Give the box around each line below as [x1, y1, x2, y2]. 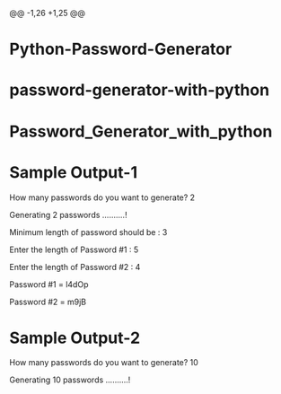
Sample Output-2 [9, 328, 141, 348]
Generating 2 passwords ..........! [9, 209, 127, 220]
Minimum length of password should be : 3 [9, 226, 168, 237]
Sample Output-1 [9, 162, 137, 182]
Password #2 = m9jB [9, 296, 87, 307]
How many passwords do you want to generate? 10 [9, 357, 199, 368]
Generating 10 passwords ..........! [9, 374, 131, 385]
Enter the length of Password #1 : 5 [9, 244, 139, 255]
